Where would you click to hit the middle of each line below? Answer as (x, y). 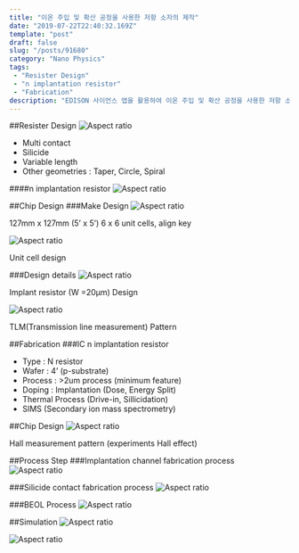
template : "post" (41, 34)
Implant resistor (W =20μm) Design (73, 293)
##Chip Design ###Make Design (69, 206)
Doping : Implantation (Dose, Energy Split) (99, 390)
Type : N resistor (53, 361)
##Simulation (33, 522)
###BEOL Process (43, 505)
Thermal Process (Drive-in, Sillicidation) (95, 400)
